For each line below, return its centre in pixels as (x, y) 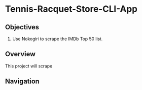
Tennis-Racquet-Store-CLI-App (71, 9)
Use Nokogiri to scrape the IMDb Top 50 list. (57, 39)
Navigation (22, 81)
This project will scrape (29, 66)
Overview (20, 54)
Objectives (22, 27)
